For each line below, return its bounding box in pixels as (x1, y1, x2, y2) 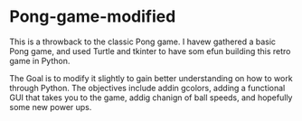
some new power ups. (9, 101, 92, 112)
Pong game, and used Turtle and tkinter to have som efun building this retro (9, 45, 291, 56)
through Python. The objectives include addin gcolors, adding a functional (9, 82, 286, 93)
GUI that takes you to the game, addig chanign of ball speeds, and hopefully (9, 92, 293, 103)
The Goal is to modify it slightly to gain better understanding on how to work (9, 72, 293, 83)
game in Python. (9, 55, 71, 66)
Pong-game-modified (9, 6, 176, 27)
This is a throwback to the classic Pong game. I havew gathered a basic (9, 36, 277, 47)
